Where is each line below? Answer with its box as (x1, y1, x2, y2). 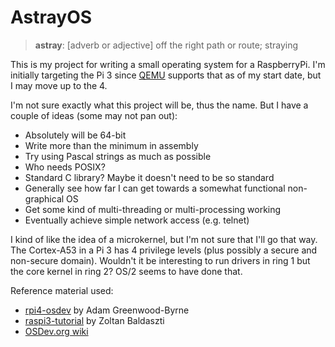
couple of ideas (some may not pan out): (10, 109, 178, 121)
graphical (24, 192, 65, 205)
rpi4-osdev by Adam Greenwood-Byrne (24, 304, 190, 316)
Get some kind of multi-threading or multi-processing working (24, 203, 282, 215)
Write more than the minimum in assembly (24, 139, 199, 151)
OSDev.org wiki (24, 325, 89, 337)
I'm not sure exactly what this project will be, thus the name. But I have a (10, 99, 309, 111)
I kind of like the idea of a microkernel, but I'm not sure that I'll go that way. (10, 233, 318, 245)
